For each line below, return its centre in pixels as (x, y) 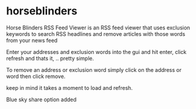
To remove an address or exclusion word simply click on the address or (94, 69)
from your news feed (32, 40)
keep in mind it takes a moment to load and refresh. (70, 87)
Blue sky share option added (41, 99)
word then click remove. (36, 76)
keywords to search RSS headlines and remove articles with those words (96, 34)
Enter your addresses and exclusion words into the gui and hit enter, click (97, 52)
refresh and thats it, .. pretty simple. (50, 58)
